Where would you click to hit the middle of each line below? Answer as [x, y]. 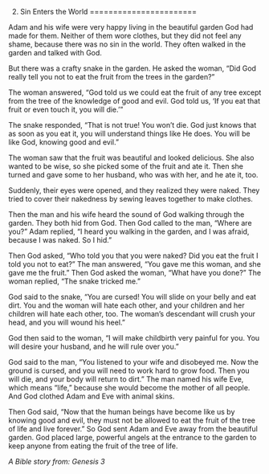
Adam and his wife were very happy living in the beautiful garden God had [131, 27]
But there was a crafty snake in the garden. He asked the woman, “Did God [132, 68]
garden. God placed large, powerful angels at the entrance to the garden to [132, 437]
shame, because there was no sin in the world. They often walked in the [127, 44]
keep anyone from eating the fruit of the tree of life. [93, 446]
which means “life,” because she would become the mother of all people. [129, 388]
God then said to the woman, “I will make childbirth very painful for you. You [134, 338]
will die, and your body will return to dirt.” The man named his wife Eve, [126, 379]
